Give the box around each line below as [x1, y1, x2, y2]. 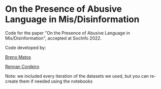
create [5, 78, 18, 84]
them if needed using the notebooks [19, 78, 93, 84]
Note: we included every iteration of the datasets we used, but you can [5, 73, 149, 79]
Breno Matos [5, 54, 31, 60]
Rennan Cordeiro [5, 64, 39, 69]
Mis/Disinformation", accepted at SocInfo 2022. [5, 35, 102, 41]
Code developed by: [5, 44, 46, 50]
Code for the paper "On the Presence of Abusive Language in [5, 30, 130, 36]
